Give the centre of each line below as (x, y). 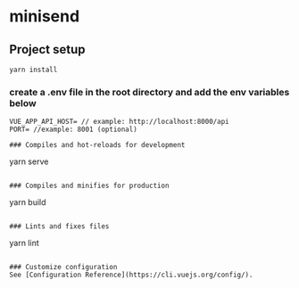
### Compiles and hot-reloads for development (97, 145)
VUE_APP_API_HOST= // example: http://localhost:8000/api (119, 122)
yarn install (33, 70)
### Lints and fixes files (59, 226)
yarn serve (29, 161)
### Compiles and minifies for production (89, 186)
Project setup (48, 49)
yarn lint (24, 243)
